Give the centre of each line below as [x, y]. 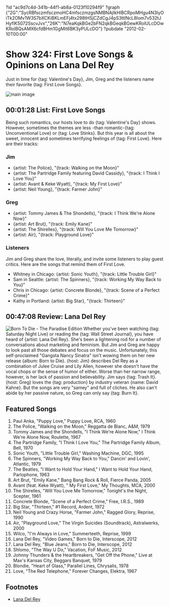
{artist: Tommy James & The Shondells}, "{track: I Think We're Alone [84, 213]
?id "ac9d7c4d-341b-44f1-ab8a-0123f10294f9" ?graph [63, 7]
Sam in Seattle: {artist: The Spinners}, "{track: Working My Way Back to [87, 279]
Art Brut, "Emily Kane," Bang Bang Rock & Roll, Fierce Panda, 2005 [82, 480]
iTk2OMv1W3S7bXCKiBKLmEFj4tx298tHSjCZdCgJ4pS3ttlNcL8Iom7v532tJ [83, 18]
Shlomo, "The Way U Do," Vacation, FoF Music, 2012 [67, 550]
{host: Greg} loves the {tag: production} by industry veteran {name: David [82, 382]
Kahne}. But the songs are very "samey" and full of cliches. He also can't [81, 388]
